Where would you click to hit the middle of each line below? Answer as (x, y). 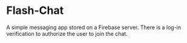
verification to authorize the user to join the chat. (67, 33)
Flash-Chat (35, 11)
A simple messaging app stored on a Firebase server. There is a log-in (94, 27)
